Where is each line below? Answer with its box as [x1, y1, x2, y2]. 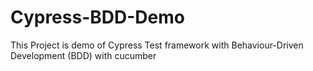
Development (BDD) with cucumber [10, 49, 157, 61]
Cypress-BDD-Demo [10, 6, 185, 29]
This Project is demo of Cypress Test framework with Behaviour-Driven [10, 39, 304, 51]
